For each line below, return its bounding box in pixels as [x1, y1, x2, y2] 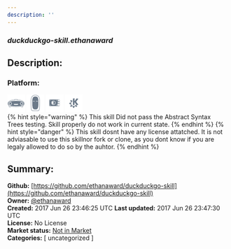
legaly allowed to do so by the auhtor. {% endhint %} [7, 142, 160, 151]
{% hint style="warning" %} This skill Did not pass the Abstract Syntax [7, 113, 211, 121]
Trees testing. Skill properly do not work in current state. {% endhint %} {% [7, 120, 225, 129]
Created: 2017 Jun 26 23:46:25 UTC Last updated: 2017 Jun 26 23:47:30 [7, 204, 220, 213]
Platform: [7, 78, 40, 88]
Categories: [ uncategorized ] [7, 234, 94, 242]
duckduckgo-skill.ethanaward [7, 35, 113, 45]
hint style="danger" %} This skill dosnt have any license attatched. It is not [7, 128, 223, 136]
